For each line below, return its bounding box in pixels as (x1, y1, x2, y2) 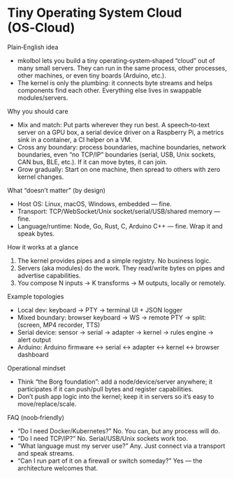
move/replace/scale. (17, 400, 77, 408)
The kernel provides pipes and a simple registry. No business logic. (17, 256, 211, 265)
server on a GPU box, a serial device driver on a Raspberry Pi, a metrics (17, 128, 224, 136)
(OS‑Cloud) (7, 20, 75, 36)
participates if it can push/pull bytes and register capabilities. (17, 384, 193, 393)
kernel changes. (17, 173, 64, 181)
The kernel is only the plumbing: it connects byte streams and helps (17, 78, 213, 87)
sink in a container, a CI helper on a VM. (17, 135, 133, 144)
